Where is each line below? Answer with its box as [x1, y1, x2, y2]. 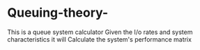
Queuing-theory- [7, 5, 109, 21]
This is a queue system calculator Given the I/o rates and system [7, 28, 193, 36]
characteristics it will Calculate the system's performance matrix [7, 35, 192, 43]
